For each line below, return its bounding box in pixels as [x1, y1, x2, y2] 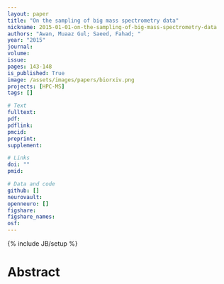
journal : [7, 43, 33, 50]
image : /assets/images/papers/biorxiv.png [7, 76, 135, 84]
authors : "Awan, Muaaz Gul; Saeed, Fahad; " [7, 30, 141, 38]
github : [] [7, 187, 40, 194]
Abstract [7, 264, 60, 280]
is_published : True [7, 69, 65, 76]
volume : [7, 50, 30, 57]
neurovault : [7, 193, 43, 200]
